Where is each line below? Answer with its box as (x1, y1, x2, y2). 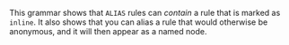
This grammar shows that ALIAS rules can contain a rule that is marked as (9, 8, 281, 18)
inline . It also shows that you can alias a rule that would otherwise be (9, 17, 268, 27)
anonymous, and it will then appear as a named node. (9, 26, 207, 36)
